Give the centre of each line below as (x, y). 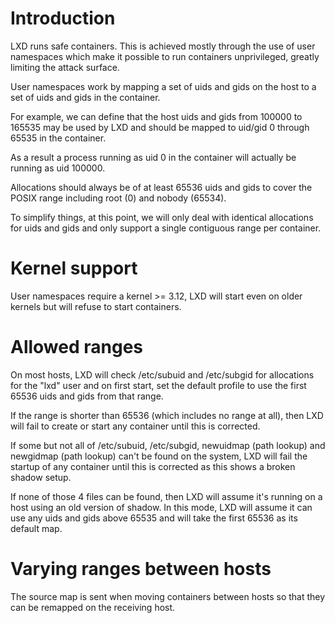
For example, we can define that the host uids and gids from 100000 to (156, 116)
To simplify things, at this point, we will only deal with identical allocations (162, 217)
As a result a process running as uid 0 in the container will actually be (153, 157)
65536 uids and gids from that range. (87, 396)
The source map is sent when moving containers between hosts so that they (168, 596)
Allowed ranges (77, 347)
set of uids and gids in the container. (85, 97)
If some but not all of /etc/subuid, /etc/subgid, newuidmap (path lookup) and (168, 445)
